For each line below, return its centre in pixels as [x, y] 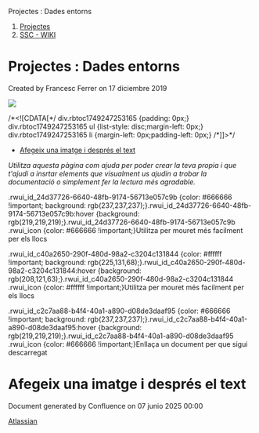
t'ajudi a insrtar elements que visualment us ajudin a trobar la [108, 173]
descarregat [28, 352]
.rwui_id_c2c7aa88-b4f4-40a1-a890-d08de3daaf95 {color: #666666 [119, 311]
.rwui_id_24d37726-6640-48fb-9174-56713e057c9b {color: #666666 [120, 197]
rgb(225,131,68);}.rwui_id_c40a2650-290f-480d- [166, 262]
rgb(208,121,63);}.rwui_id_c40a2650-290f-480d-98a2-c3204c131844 [121, 278]
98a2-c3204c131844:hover [52, 271]
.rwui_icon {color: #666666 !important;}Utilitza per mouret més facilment [126, 230]
